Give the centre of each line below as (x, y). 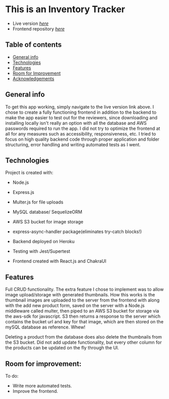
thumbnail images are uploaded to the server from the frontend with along (82, 300)
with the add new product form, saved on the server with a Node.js (75, 306)
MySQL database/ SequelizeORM (47, 212)
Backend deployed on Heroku (44, 242)
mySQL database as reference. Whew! (45, 327)
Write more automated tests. (42, 386)
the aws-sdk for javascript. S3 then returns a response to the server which (83, 316)
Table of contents (33, 45)
